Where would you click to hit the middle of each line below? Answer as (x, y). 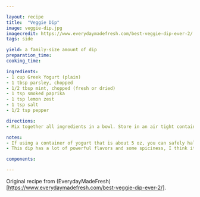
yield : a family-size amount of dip (51, 50)
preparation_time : (29, 55)
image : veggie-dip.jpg (34, 28)
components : (21, 159)
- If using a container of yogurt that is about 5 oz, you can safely (96, 143)
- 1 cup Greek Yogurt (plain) (44, 77)
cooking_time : (24, 61)
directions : (21, 121)
